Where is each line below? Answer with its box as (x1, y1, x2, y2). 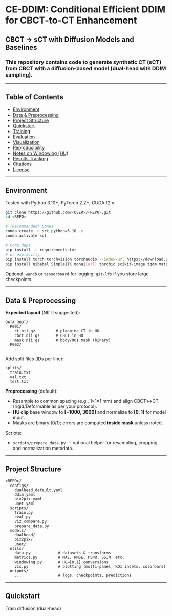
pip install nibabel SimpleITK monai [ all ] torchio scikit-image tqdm (5, 262, 157, 267)
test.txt (10, 379, 29, 384)
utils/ (10, 546, 24, 551)
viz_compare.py (14, 519, 47, 524)
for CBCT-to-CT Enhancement (5, 14, 137, 26)
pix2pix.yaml (14, 496, 42, 501)
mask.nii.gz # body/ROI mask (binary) (14, 338, 111, 343)
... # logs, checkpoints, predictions (14, 573, 132, 578)
